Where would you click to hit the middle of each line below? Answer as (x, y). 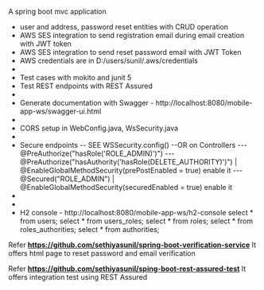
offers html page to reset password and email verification (102, 253)
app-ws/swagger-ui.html (60, 111)
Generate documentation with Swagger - (87, 103)
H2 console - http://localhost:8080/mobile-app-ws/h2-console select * (136, 213)
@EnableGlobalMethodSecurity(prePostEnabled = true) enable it (125, 170)
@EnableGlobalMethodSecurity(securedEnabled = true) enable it (126, 187)
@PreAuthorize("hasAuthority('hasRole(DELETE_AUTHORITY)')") (126, 162)
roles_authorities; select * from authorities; (89, 229)
